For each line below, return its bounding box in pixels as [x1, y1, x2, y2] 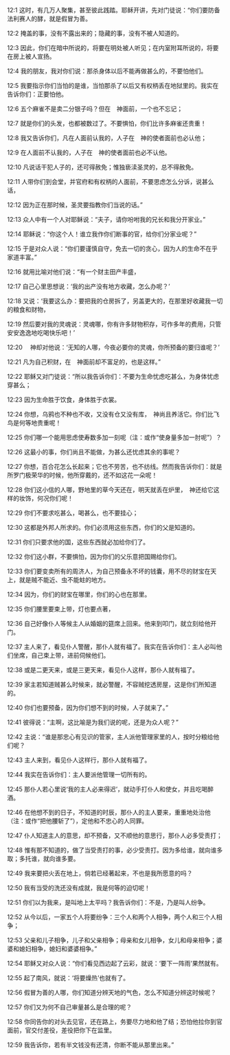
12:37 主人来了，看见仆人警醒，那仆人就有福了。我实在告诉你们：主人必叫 [7, 642, 216, 651]
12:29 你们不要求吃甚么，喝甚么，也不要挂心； [7, 509, 139, 517]
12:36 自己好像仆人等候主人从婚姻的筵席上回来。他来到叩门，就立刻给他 [7, 620, 211, 627]
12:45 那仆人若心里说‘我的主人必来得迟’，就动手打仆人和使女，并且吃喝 [7, 785, 208, 793]
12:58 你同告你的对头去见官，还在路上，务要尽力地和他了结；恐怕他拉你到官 [7, 1018, 223, 1025]
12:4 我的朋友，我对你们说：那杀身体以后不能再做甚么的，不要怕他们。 [7, 67, 207, 75]
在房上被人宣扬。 [7, 52, 56, 60]
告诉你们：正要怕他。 [7, 90, 67, 98]
